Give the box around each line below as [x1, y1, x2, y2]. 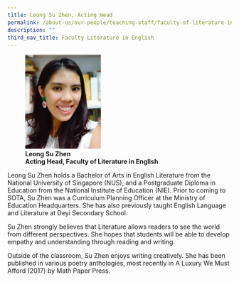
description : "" [7, 26, 55, 33]
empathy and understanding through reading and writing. [7, 237, 176, 246]
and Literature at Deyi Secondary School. [7, 208, 128, 217]
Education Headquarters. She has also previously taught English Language [7, 201, 226, 210]
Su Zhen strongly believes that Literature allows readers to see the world [7, 222, 221, 231]
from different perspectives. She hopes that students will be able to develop [7, 229, 230, 238]
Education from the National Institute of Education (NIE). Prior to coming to [7, 185, 226, 195]
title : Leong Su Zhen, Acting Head [7, 11, 113, 18]
